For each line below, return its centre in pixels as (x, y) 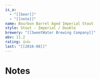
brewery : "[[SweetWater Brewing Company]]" (50, 33)
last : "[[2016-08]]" (26, 46)
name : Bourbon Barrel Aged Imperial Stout (49, 23)
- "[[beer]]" (23, 14)
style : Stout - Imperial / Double (41, 28)
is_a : (11, 10)
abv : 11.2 (15, 38)
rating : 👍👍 (18, 42)
